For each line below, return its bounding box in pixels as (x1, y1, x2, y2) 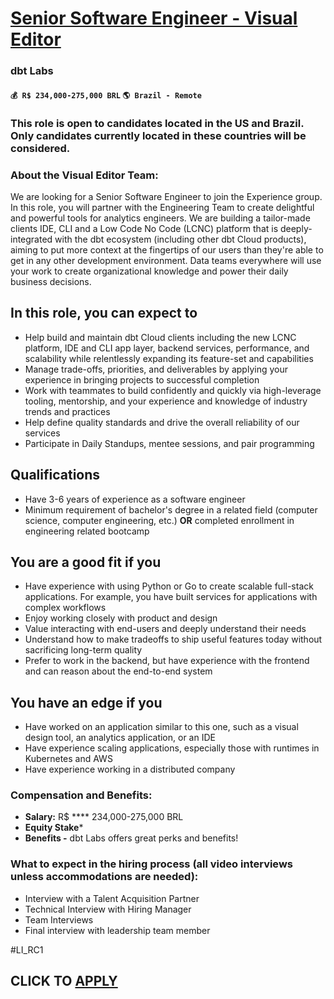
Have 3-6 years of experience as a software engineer (24, 493, 246, 505)
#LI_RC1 (10, 943, 44, 956)
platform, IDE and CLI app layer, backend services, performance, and (24, 342, 310, 354)
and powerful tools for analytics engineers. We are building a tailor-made (10, 212, 311, 224)
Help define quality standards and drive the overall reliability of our (24, 416, 300, 428)
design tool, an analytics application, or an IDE (24, 732, 216, 744)
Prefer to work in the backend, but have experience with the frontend (24, 655, 310, 667)
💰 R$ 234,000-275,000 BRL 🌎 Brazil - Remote (10, 90, 202, 101)
